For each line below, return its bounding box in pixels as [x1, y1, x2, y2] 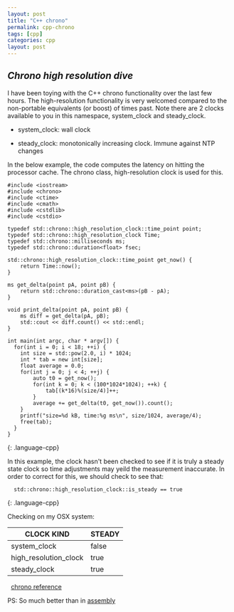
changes [17, 147, 44, 155]
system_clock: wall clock [17, 125, 91, 134]
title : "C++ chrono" [7, 17, 69, 24]
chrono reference [10, 582, 62, 591]
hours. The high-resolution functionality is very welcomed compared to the [7, 96, 228, 105]
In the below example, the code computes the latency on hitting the [7, 160, 205, 169]
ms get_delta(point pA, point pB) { [7, 281, 116, 288]
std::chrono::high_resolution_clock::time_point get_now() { [7, 256, 193, 263]
